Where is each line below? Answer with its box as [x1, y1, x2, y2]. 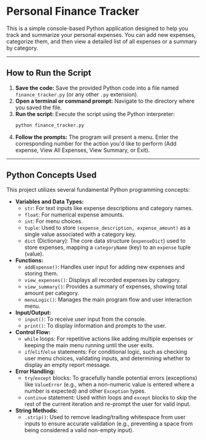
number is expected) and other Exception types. [24, 387, 147, 395]
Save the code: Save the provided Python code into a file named [15, 84, 179, 92]
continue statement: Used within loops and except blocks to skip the [24, 394, 197, 401]
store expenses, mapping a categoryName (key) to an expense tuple [24, 244, 191, 251]
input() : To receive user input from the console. [24, 315, 147, 323]
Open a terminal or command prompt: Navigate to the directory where [15, 97, 195, 104]
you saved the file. [15, 103, 63, 111]
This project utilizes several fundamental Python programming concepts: [6, 186, 190, 194]
